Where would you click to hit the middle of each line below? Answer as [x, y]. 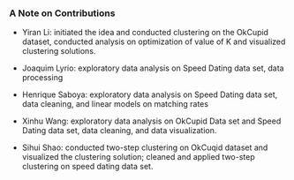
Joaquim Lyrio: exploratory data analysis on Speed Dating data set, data [153, 68]
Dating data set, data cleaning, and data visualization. [119, 131]
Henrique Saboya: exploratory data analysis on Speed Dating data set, [150, 94]
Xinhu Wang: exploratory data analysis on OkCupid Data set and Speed [151, 121]
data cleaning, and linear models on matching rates [115, 104]
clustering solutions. [59, 51]
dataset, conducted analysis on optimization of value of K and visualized [154, 41]
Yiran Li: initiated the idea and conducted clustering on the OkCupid [145, 33]
